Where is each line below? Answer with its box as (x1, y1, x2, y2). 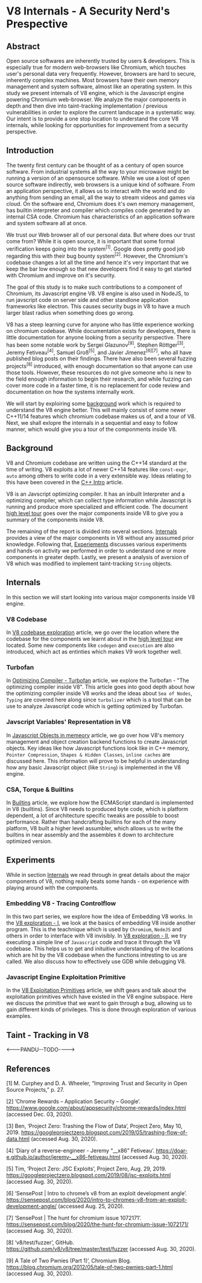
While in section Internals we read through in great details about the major (6, 871, 191, 878)
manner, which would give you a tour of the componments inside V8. (6, 425, 177, 433)
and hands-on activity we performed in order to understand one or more (6, 546, 186, 554)
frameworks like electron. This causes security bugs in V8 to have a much (6, 303, 190, 310)
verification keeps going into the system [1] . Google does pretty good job (6, 244, 185, 252)
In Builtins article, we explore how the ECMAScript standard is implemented (6, 799, 194, 806)
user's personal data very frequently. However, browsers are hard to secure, (6, 70, 196, 77)
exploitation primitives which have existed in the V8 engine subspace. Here (6, 993, 193, 1000)
